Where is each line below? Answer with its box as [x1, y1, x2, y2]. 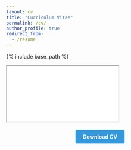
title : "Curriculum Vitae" [6, 14, 73, 20]
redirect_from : [6, 31, 44, 37]
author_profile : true [6, 25, 60, 32]
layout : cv [6, 8, 33, 15]
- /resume [11, 36, 36, 42]
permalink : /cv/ [6, 20, 46, 26]
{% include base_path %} [6, 53, 69, 60]
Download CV [82, 133, 118, 140]
